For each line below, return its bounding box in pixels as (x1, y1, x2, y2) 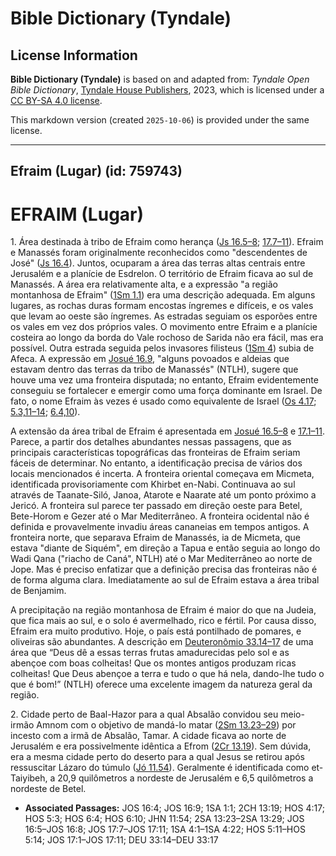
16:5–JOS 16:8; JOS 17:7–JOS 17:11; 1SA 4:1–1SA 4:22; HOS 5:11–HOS (24, 823, 306, 836)
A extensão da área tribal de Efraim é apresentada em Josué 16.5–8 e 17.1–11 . (10, 425, 325, 437)
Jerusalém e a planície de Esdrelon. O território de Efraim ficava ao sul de (10, 268, 314, 280)
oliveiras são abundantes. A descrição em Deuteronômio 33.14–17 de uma (10, 636, 314, 648)
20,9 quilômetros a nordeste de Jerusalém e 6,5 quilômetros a (57, 772, 314, 784)
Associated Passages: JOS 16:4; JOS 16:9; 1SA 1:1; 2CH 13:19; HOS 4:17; (24, 802, 325, 814)
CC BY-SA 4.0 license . (10, 95, 103, 106)
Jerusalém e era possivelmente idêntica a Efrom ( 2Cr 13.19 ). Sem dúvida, (10, 740, 312, 752)
